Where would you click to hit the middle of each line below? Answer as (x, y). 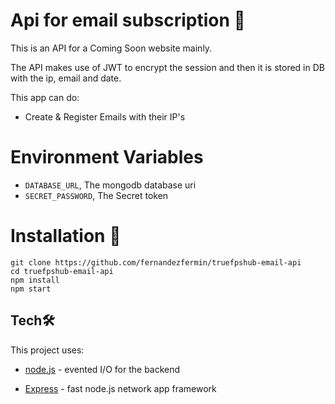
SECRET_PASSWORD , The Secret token (96, 195)
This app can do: (45, 97)
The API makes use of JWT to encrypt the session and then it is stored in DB (167, 67)
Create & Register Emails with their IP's (105, 116)
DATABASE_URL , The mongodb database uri (110, 185)
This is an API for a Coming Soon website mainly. (111, 48)
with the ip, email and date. (66, 78)
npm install (35, 280)
